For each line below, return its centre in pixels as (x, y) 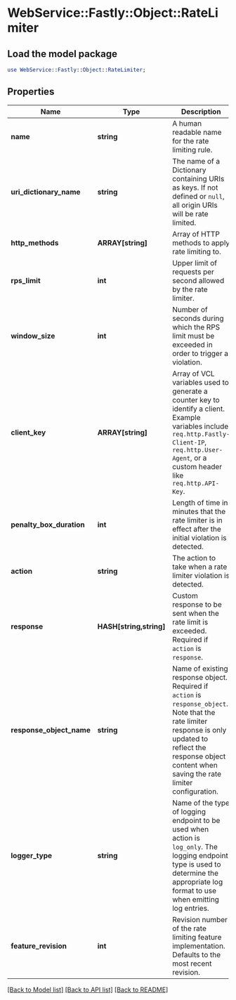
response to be (197, 604)
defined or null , (198, 196)
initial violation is (199, 537)
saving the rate (197, 774)
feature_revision (39, 946)
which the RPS (196, 327)
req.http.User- (197, 450)
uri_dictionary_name (46, 192)
